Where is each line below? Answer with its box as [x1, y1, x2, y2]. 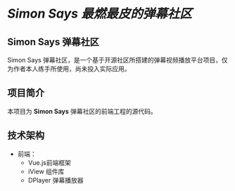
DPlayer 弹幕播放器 [27, 176, 84, 184]
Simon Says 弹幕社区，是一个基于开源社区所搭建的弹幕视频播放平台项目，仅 [7, 56, 229, 64]
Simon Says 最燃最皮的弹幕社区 [7, 6, 192, 22]
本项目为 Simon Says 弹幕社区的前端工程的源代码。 [7, 107, 157, 115]
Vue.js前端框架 [27, 158, 72, 166]
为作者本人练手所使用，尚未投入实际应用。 [7, 65, 131, 73]
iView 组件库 [27, 167, 65, 176]
